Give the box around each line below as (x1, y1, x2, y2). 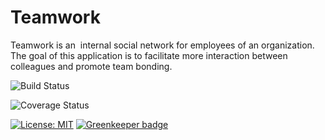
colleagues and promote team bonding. (10, 60, 173, 72)
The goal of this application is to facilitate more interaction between (10, 49, 288, 61)
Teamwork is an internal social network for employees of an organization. (10, 39, 315, 51)
